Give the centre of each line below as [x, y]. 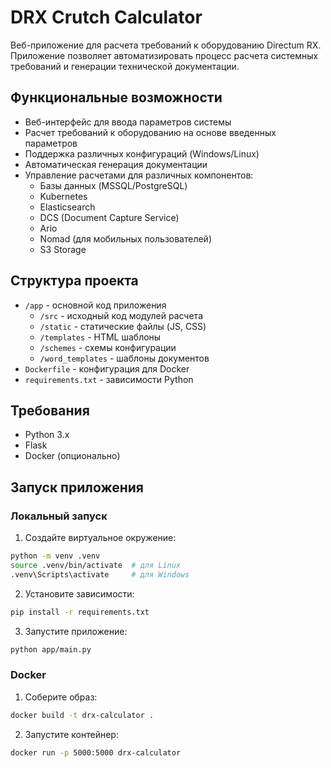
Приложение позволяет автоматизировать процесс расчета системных [164, 55]
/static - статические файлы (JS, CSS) [123, 326]
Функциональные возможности [116, 97]
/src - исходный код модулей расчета [121, 315]
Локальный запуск [59, 516]
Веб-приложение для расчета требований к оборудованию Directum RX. [166, 45]
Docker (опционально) [72, 456]
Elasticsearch [67, 207]
